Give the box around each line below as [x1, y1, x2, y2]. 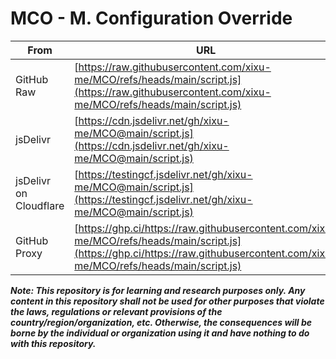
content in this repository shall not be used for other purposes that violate [10, 295, 325, 307]
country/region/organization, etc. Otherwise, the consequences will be [10, 316, 313, 328]
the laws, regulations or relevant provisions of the [10, 305, 223, 317]
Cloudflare [15, 198, 65, 212]
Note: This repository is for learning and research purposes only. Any [10, 284, 306, 296]
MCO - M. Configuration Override [10, 7, 293, 30]
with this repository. [10, 337, 97, 349]
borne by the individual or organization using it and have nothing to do [10, 327, 310, 339]
